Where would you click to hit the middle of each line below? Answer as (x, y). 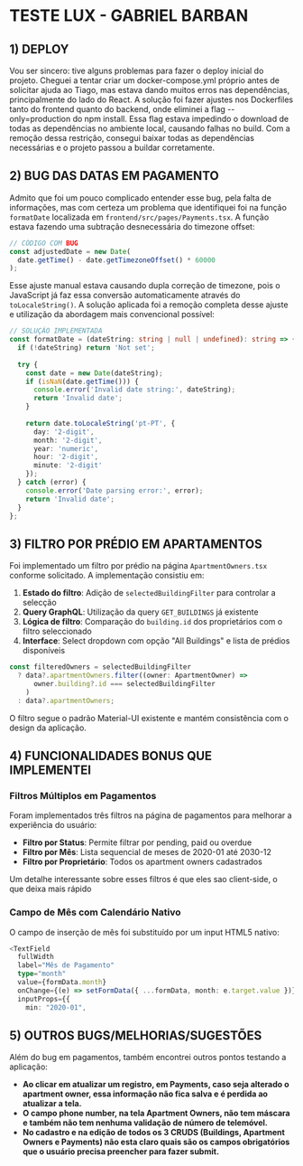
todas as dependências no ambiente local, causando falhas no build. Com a (150, 128)
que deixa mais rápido (50, 889)
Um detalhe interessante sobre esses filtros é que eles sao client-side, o (143, 879)
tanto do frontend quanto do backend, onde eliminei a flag (117, 109)
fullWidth (36, 957)
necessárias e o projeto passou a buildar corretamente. (112, 147)
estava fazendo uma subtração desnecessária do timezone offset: (132, 226)
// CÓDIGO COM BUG (44, 243)
